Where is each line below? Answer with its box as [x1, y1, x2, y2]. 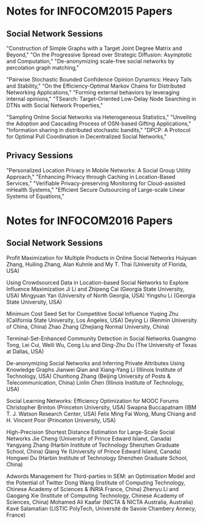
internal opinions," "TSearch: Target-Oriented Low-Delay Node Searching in [6, 96, 196, 102]
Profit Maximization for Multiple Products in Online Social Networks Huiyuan [6, 254, 197, 261]
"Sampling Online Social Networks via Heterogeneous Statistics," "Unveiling [6, 114, 196, 121]
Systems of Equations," [6, 192, 65, 200]
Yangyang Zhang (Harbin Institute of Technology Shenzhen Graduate [6, 441, 179, 449]
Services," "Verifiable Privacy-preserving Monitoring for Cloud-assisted [6, 180, 185, 187]
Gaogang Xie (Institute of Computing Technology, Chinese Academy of [6, 492, 184, 499]
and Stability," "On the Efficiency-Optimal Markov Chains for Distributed [6, 82, 186, 89]
